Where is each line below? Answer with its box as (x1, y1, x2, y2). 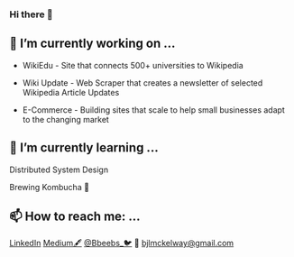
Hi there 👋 (9, 8, 54, 21)
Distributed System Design (9, 164, 109, 175)
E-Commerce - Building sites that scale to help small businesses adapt (22, 104, 286, 115)
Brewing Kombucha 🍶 (9, 181, 90, 192)
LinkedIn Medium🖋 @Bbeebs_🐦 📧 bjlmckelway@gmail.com (9, 238, 234, 249)
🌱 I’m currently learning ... (9, 140, 160, 156)
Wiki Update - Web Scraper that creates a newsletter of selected (22, 77, 263, 88)
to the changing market (22, 114, 110, 124)
